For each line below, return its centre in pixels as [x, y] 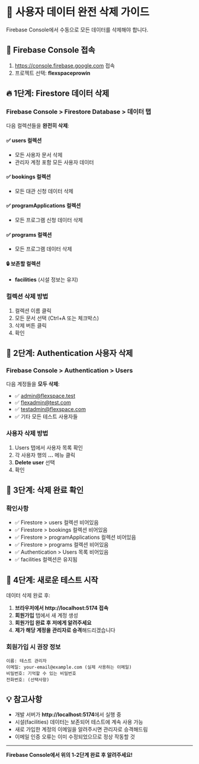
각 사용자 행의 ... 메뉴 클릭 [45, 455]
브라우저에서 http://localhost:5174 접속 [61, 608]
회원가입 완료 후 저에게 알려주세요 [53, 623]
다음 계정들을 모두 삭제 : [33, 384]
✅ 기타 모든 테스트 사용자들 [46, 417]
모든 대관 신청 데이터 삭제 [44, 191]
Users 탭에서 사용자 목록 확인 [49, 447]
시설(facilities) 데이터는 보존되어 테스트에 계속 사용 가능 [79, 722]
